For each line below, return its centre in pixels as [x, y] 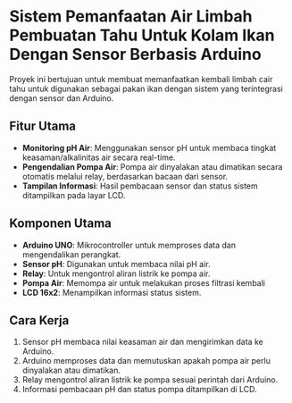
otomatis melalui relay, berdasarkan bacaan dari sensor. [125, 176]
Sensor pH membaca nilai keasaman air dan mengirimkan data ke [142, 342]
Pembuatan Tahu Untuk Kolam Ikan [142, 35]
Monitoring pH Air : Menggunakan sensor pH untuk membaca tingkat [149, 147]
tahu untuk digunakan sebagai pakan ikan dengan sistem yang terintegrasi [146, 88]
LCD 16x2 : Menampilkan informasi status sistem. [112, 292]
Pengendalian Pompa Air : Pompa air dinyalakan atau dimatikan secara [152, 166]
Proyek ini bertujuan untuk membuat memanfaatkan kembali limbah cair [141, 79]
